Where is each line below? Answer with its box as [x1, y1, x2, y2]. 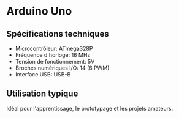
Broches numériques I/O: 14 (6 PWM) [15, 64, 110, 72]
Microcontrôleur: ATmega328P [15, 45, 93, 52]
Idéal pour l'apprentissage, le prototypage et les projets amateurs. [6, 105, 173, 112]
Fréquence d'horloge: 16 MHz [15, 51, 91, 59]
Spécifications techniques [6, 29, 109, 39]
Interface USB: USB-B [15, 71, 71, 78]
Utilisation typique [6, 89, 78, 99]
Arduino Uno [6, 4, 72, 18]
